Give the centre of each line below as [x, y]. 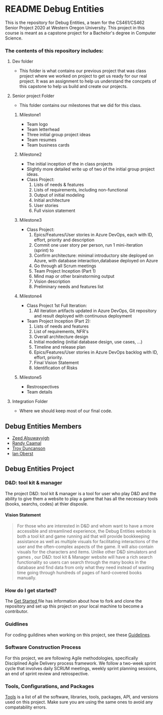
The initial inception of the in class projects [70, 164]
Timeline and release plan [60, 347]
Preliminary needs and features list [69, 287]
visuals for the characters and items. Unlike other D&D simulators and [87, 552]
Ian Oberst [23, 454]
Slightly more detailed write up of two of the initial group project [91, 169]
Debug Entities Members [43, 426]
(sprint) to [44, 251]
